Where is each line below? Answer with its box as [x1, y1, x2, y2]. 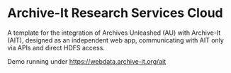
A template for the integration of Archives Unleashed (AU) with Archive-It [7, 28, 221, 37]
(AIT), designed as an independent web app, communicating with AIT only [7, 35, 225, 44]
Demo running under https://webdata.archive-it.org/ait [7, 57, 167, 65]
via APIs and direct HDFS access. [7, 43, 105, 52]
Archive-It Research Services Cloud [7, 5, 223, 21]
